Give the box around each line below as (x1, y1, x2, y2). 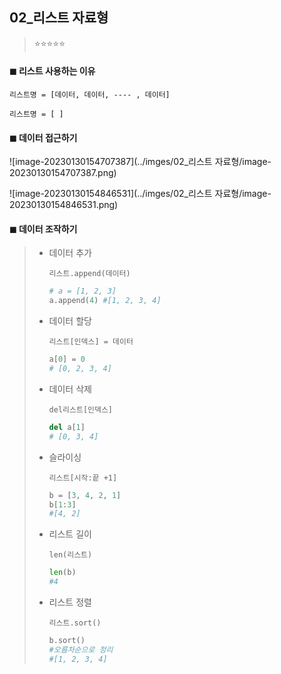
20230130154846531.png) (9, 199, 119, 211)
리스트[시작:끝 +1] (48, 473, 118, 483)
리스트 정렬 (48, 596, 92, 608)
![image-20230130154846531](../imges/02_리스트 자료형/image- (9, 188, 272, 200)
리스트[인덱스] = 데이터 (48, 337, 134, 347)
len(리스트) (48, 550, 93, 560)
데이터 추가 (48, 247, 92, 259)
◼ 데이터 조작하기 (9, 223, 78, 235)
